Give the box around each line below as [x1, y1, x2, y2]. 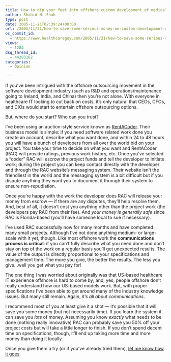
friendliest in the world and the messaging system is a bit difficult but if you [5, 172, 163, 178]
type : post [5, 17, 28, 22]
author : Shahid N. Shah [5, 12, 56, 17]
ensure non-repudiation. [5, 183, 56, 189]
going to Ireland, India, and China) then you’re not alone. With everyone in [5, 93, 160, 100]
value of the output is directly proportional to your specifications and [5, 251, 149, 257]
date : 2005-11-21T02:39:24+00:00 [5, 21, 76, 27]
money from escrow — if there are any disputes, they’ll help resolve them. [5, 199, 160, 205]
